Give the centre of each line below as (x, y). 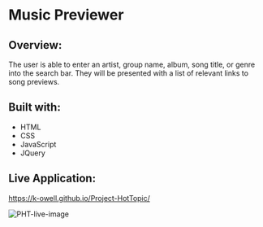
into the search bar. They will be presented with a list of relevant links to (129, 73)
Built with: (34, 107)
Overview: (35, 45)
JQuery (33, 153)
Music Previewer (66, 15)
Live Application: (52, 179)
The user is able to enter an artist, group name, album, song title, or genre (132, 64)
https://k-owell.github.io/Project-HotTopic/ (79, 198)
